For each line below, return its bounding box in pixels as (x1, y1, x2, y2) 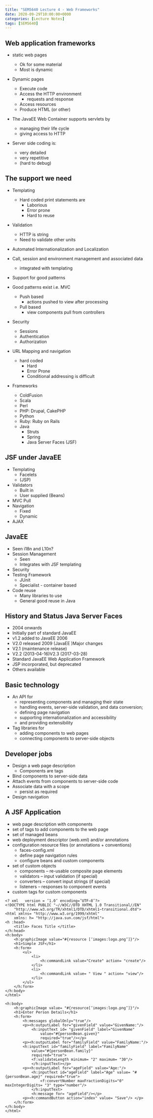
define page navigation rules (19, 852, 77, 858)
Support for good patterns (12, 274, 65, 280)
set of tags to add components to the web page (12, 826, 109, 832)
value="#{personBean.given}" (40, 1031, 100, 1036)
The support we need (5, 174, 72, 183)
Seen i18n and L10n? (12, 546, 54, 551)
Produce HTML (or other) (19, 106, 71, 113)
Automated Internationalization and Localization (12, 246, 109, 252)
